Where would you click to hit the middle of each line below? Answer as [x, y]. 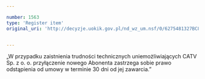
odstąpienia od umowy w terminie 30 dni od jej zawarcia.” [79, 69]
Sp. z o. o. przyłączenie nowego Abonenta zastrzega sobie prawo [89, 63]
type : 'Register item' [35, 23]
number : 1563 [23, 17]
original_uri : [24, 29]
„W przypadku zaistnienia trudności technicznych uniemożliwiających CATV [102, 57]
